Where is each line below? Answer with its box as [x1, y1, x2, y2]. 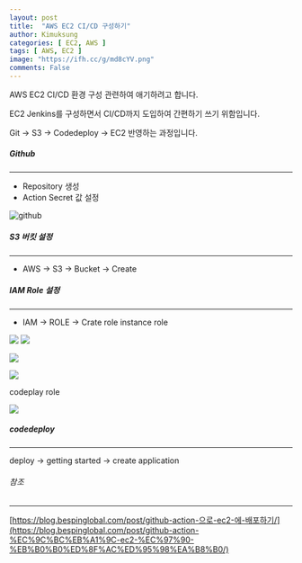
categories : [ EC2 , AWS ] [9, 38, 106, 48]
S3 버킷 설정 [9, 231, 53, 243]
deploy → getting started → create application [9, 455, 180, 466]
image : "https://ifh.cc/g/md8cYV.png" [9, 55, 155, 64]
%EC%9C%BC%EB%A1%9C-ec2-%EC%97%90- [9, 534, 195, 545]
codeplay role [9, 386, 60, 397]
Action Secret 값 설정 [22, 192, 100, 202]
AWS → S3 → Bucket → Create [22, 263, 138, 274]
